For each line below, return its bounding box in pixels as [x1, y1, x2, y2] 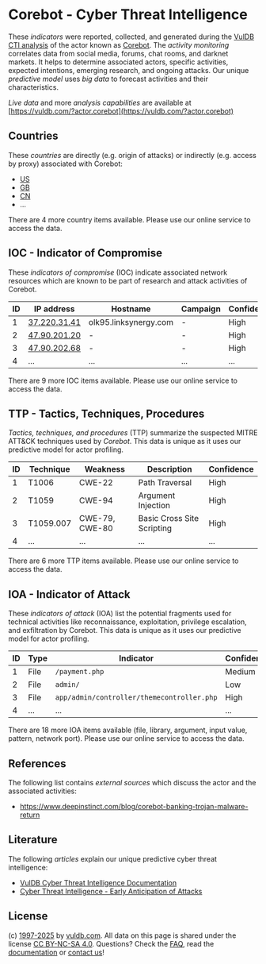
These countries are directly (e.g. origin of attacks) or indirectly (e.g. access [8, 150, 257, 160]
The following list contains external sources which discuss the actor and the [8, 778, 256, 787]
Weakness [84, 464, 125, 475]
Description [146, 464, 192, 475]
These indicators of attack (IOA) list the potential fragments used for [8, 609, 232, 619]
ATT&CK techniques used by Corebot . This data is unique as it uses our [8, 437, 241, 446]
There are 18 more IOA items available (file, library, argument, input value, [8, 725, 248, 735]
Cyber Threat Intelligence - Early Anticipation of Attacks [19, 886, 203, 896]
